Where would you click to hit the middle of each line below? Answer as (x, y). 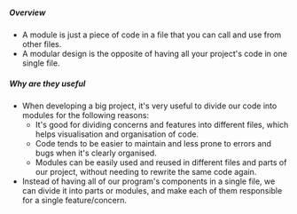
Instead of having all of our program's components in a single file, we (148, 181)
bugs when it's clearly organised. (96, 153)
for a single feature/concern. (74, 200)
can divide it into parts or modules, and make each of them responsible (152, 190)
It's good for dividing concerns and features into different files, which (162, 124)
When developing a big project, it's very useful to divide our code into (149, 106)
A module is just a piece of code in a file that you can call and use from (152, 35)
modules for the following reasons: (85, 115)
